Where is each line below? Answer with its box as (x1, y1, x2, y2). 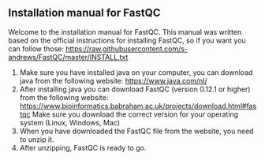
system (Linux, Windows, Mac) (19, 117, 121, 127)
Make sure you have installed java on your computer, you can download (19, 67, 253, 77)
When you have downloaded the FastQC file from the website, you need (19, 126, 254, 136)
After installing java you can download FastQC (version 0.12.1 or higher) (19, 84, 251, 94)
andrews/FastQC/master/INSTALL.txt (8, 52, 129, 61)
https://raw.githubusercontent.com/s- (65, 43, 188, 54)
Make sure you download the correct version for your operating (32, 110, 239, 119)
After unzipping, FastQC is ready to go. (19, 143, 147, 152)
